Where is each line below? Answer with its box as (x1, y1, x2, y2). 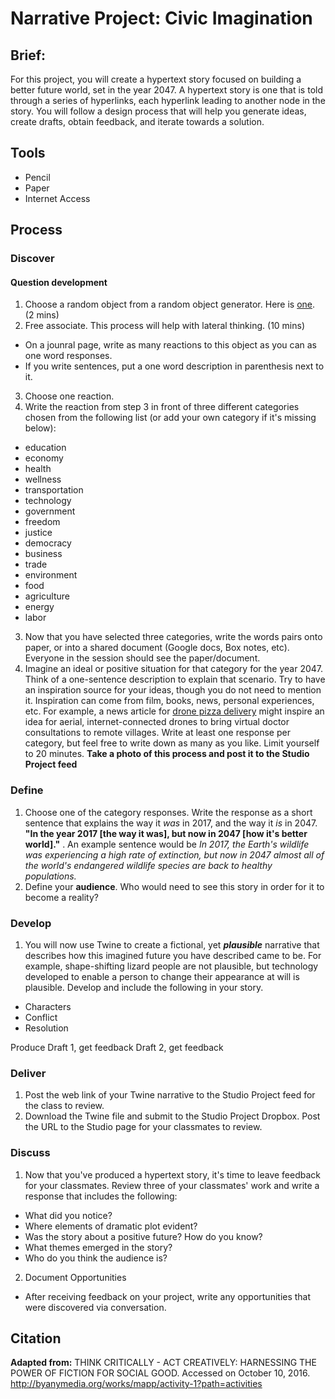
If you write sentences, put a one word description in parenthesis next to (24, 360, 325, 372)
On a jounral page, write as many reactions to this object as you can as (24, 339, 317, 351)
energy (24, 601, 55, 613)
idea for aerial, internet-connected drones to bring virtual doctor (24, 716, 290, 728)
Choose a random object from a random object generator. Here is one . (24, 298, 316, 311)
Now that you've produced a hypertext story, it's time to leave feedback (24, 1168, 321, 1181)
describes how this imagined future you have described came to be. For (24, 949, 322, 961)
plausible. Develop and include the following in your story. (24, 981, 264, 993)
